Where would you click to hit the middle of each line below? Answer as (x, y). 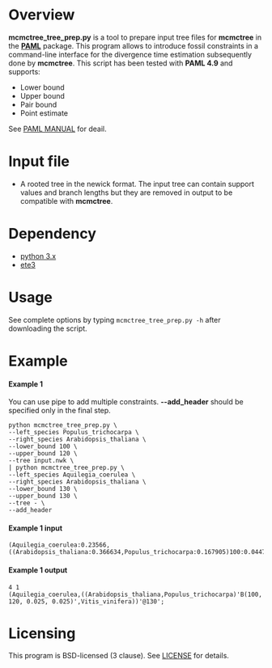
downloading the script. (48, 328)
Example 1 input (36, 528)
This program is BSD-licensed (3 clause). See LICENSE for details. (119, 656)
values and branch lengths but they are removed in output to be (126, 192)
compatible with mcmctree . (66, 201)
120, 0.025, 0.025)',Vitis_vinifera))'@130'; (86, 601)
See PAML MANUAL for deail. (57, 129)
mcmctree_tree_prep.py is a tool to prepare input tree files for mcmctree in (135, 37)
